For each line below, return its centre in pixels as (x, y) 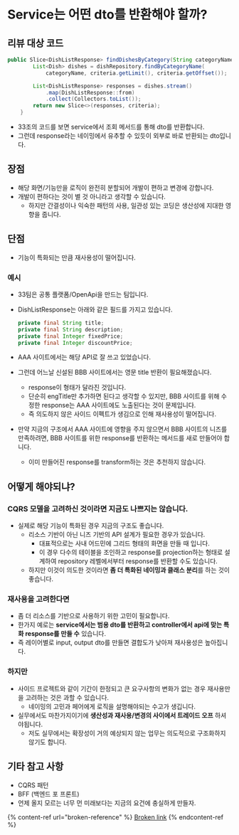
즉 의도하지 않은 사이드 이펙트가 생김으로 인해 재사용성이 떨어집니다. (122, 414)
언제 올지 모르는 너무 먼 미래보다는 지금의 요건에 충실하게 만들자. (107, 803)
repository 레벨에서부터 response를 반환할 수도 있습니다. (138, 561)
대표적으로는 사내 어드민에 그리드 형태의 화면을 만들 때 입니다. (124, 543)
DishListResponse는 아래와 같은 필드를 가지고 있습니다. (95, 309)
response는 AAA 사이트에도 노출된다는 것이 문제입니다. (119, 405)
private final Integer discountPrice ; (75, 343)
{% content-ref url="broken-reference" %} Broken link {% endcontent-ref (116, 817)
